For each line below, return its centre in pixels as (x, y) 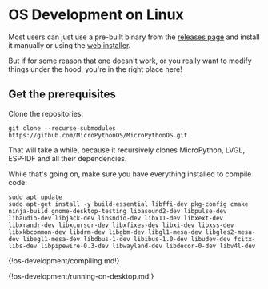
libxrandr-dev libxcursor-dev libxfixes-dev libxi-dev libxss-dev (121, 225)
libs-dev (23, 246)
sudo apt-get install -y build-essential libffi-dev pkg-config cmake (128, 204)
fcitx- (245, 239)
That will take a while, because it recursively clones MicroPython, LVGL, (127, 150)
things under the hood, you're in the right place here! (95, 69)
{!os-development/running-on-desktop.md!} (81, 276)
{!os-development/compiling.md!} (64, 260)
